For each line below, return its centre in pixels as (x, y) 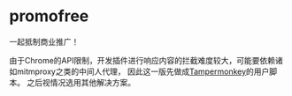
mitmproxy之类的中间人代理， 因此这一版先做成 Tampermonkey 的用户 (143, 71)
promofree (49, 16)
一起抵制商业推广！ (44, 41)
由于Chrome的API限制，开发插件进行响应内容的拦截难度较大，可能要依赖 (142, 60)
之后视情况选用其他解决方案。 (81, 82)
